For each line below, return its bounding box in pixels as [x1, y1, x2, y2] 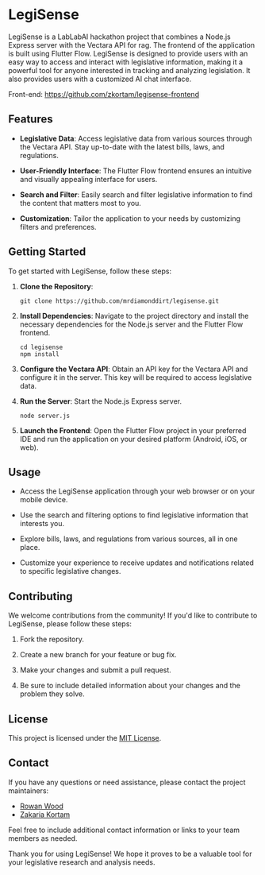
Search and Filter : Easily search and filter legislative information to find [19, 189, 252, 199]
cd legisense [19, 343, 63, 351]
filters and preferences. [19, 222, 97, 231]
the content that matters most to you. [19, 198, 141, 207]
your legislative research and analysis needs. [8, 857, 156, 867]
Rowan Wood [19, 801, 63, 811]
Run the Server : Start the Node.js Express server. [19, 396, 182, 406]
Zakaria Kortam [19, 809, 71, 819]
